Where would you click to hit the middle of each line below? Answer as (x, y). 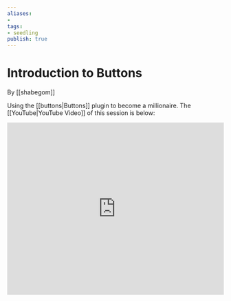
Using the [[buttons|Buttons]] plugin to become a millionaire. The (99, 106)
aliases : (20, 13)
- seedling (23, 33)
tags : (15, 26)
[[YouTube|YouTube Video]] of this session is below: (81, 113)
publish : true (27, 39)
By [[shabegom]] (31, 92)
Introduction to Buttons (75, 73)
